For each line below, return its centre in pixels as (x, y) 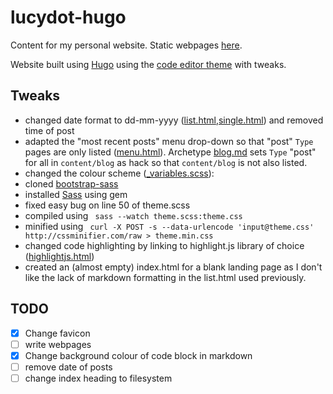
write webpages (58, 344)
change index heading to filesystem (98, 378)
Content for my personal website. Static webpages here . (126, 45)
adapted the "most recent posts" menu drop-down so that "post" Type (169, 141)
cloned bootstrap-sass (71, 183)
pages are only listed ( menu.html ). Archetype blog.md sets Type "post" (170, 152)
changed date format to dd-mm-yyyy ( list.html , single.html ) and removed (174, 120)
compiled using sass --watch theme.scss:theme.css (133, 215)
